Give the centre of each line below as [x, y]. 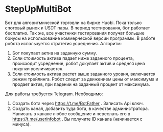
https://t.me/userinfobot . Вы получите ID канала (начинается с [77, 119]
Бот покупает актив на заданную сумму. [55, 53]
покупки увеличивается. [38, 68]
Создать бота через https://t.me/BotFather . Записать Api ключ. [78, 103]
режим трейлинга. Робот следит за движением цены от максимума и [85, 79]
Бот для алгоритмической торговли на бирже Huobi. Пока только [73, 23]
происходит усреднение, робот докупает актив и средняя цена [79, 63]
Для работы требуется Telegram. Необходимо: [54, 94]
